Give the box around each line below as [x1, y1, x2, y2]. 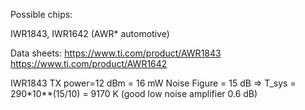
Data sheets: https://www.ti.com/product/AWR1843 [10, 47, 222, 59]
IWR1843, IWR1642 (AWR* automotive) [10, 28, 170, 39]
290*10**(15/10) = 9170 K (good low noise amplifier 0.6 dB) [10, 88, 258, 99]
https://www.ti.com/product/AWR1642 [10, 58, 168, 69]
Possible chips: [10, 9, 73, 20]
